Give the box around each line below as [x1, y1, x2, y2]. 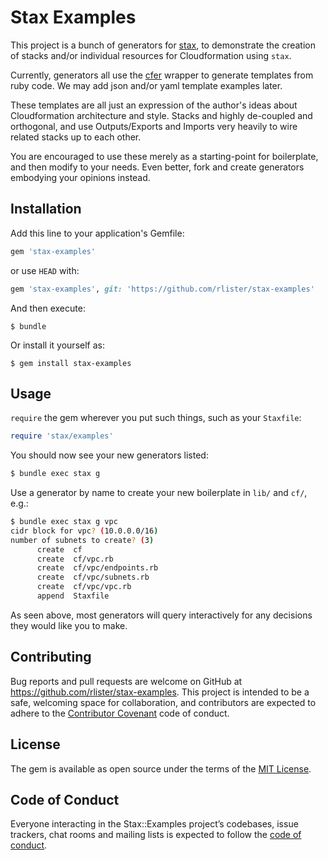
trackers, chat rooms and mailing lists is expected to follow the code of [10, 829, 302, 841]
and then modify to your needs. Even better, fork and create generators [10, 161, 305, 173]
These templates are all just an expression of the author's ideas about [10, 99, 298, 111]
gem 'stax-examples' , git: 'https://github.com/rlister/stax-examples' [10, 284, 315, 294]
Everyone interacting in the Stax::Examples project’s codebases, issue [10, 818, 299, 830]
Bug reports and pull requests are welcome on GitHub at [10, 675, 243, 687]
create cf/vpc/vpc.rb [36, 582, 132, 592]
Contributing [10, 649, 92, 666]
